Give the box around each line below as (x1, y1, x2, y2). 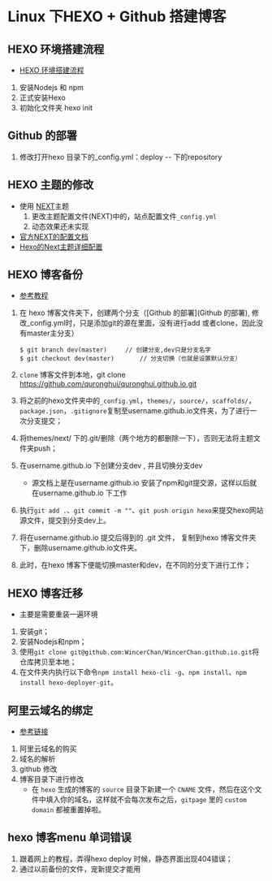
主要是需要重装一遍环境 (19, 610, 98, 620)
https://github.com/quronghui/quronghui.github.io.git (19, 379, 197, 389)
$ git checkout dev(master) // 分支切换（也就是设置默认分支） (19, 355, 241, 363)
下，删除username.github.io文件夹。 (19, 543, 142, 553)
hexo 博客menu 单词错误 (7, 831, 132, 844)
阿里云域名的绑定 (7, 703, 93, 717)
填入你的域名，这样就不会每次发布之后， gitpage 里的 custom (45, 795, 247, 805)
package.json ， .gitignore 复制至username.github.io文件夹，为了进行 (19, 406, 250, 416)
